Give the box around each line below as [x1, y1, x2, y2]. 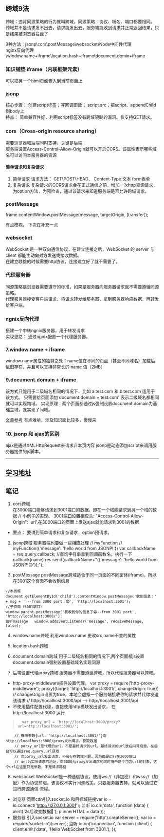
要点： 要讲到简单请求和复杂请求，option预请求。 [12, 529, 112, 535]
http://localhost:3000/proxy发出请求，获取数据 [5, 739, 97, 744]
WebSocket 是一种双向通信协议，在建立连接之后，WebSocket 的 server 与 [5, 246, 155, 252]
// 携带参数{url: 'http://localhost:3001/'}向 [14, 733, 107, 738]
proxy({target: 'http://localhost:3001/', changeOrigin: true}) [41, 686, 159, 692]
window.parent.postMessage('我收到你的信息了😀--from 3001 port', [5, 610, 137, 615]
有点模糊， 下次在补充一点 [5, 222, 58, 228]
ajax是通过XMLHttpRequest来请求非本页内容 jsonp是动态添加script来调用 [5, 442, 153, 448]
